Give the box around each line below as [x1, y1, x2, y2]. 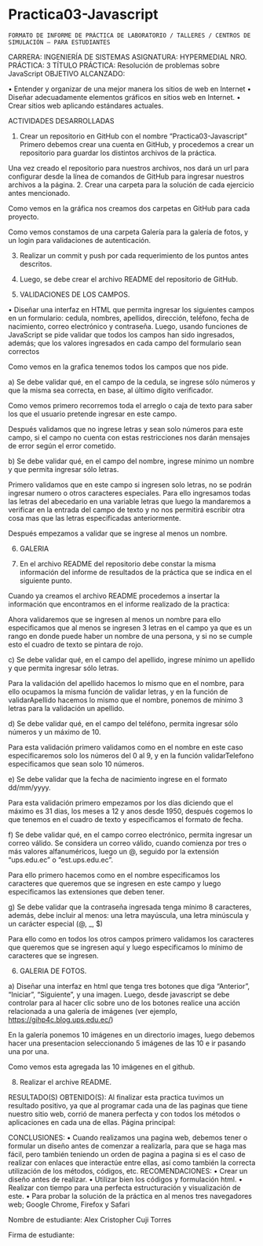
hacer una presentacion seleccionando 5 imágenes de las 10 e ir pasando [8, 1038, 246, 1048]
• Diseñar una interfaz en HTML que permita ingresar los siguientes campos [8, 304, 255, 314]
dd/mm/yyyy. [8, 783, 51, 792]
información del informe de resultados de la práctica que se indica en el [19, 567, 253, 577]
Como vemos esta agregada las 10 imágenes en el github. [8, 1062, 195, 1071]
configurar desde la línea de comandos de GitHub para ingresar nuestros [8, 171, 245, 181]
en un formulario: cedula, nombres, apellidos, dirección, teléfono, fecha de [8, 313, 250, 323]
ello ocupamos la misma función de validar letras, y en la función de [8, 687, 228, 696]
